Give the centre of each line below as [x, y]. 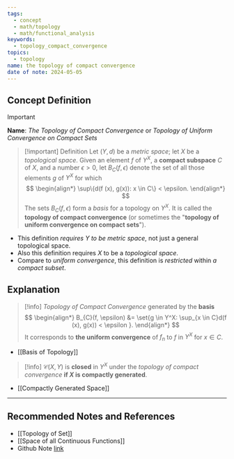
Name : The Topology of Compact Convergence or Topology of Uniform [110, 130]
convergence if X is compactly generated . [86, 375]
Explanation [34, 290]
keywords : [22, 40]
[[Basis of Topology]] [48, 352]
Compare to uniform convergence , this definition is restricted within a [117, 260]
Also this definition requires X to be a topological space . [98, 253]
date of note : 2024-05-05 [45, 72]
